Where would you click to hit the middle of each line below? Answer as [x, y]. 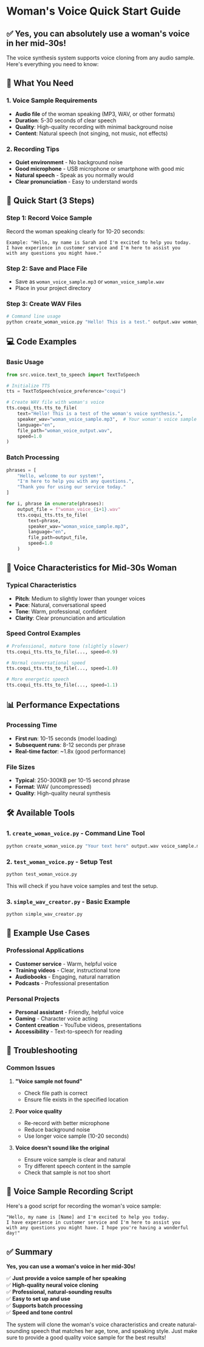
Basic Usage [25, 362]
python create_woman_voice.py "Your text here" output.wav [83, 846]
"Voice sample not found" [49, 1081]
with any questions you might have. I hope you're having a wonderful [97, 1228]
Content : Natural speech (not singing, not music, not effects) [91, 133]
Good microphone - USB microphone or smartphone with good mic [100, 168]
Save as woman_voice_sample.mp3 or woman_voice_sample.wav [90, 282]
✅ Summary [29, 1252]
